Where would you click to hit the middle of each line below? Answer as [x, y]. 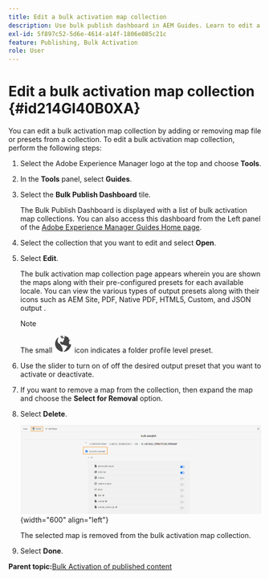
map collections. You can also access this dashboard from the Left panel [140, 219]
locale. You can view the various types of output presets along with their [140, 291]
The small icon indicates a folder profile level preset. [116, 350]
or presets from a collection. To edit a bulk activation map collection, [122, 140]
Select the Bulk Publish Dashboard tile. [85, 195]
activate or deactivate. [57, 374]
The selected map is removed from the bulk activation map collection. [135, 536]
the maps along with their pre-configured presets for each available [132, 283]
